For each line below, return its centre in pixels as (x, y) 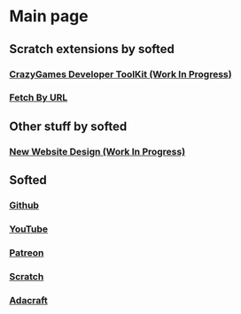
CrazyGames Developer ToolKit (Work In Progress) (120, 74)
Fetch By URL (39, 97)
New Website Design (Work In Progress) (97, 151)
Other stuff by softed (68, 126)
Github (24, 205)
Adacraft (29, 300)
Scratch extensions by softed (92, 49)
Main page (49, 16)
